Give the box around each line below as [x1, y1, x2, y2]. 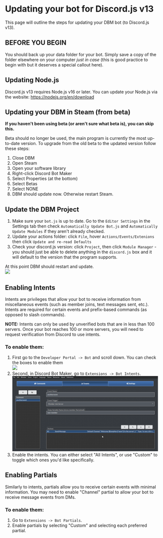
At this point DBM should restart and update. [5, 263, 94, 270]
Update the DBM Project [5, 205, 79, 213]
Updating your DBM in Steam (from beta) [5, 108, 131, 116]
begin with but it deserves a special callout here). [5, 62, 103, 67]
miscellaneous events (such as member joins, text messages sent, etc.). [5, 302, 149, 307]
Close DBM [12, 155, 35, 161]
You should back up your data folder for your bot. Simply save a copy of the [5, 51, 157, 57]
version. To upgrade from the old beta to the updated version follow [21, 141, 156, 147]
